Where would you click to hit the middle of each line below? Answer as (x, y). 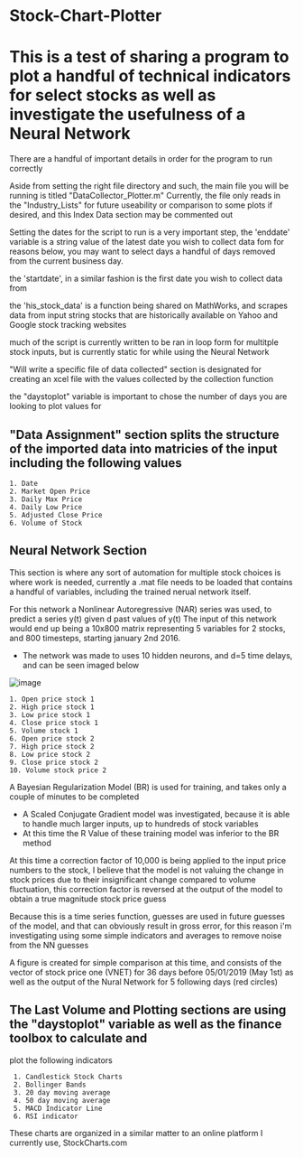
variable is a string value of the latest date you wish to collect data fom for (147, 242)
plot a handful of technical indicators (150, 76)
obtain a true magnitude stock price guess (88, 899)
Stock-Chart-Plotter (86, 16)
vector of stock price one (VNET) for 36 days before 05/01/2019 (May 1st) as (151, 972)
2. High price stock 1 (52, 707)
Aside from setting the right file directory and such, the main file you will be (149, 186)
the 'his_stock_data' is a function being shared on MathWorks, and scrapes (149, 306)
